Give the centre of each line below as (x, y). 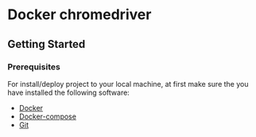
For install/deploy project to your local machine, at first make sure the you (128, 84)
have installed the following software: (69, 92)
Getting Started (47, 44)
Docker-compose (48, 116)
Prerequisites (34, 67)
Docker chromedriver (80, 15)
